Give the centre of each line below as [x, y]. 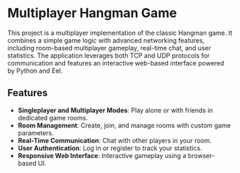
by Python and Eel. [35, 70]
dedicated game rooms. [52, 117]
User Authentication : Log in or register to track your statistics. [110, 148]
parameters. [36, 132]
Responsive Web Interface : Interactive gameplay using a [102, 155]
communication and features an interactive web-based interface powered [116, 63]
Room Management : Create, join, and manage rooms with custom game [124, 125]
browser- [202, 155]
